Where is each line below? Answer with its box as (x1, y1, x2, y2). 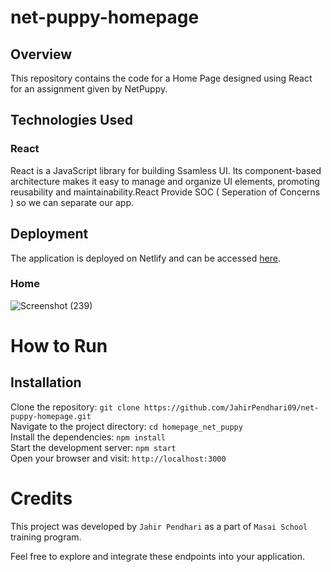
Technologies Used (10, 112, 133, 129)
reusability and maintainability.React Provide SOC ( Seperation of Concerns (10, 186, 321, 198)
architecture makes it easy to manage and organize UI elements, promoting (10, 175, 320, 187)
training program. (10, 531, 82, 543)
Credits (10, 487, 73, 510)
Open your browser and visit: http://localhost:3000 (10, 452, 227, 464)
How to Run (10, 334, 108, 357)
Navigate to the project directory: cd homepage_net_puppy (10, 420, 243, 432)
